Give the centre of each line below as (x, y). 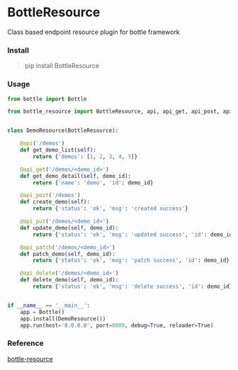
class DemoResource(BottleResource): (63, 131)
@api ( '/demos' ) (42, 144)
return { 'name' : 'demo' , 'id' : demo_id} (93, 183)
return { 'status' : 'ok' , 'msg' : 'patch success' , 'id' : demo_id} (131, 260)
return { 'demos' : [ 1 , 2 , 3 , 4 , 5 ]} (85, 157)
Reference (25, 343)
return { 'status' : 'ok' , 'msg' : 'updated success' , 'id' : (120, 235)
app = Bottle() (42, 312)
